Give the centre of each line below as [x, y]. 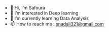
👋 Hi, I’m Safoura [28, 8]
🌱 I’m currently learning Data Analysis [49, 18]
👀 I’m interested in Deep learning [44, 13]
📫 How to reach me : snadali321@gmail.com [57, 24]
